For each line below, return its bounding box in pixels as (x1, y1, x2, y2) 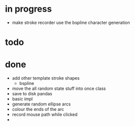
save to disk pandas (12, 91, 52, 97)
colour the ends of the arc (12, 106, 65, 112)
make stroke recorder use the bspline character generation (12, 20, 130, 25)
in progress (5, 3, 52, 15)
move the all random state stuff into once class (12, 85, 106, 91)
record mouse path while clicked (12, 111, 78, 118)
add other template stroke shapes (12, 75, 80, 81)
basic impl (12, 96, 33, 102)
